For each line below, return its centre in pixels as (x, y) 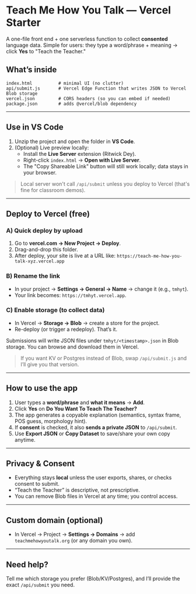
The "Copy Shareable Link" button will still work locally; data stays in (106, 166)
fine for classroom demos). (53, 190)
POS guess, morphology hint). (51, 421)
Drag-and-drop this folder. (46, 250)
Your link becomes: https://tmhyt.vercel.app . (70, 295)
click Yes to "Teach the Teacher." (46, 51)
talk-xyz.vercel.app (39, 261)
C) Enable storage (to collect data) (55, 310)
